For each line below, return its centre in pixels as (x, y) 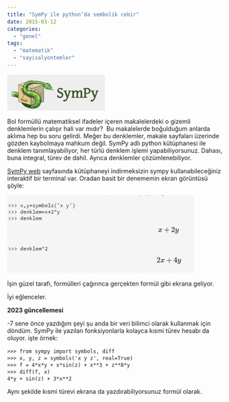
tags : (15, 43)
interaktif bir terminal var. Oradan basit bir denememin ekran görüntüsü (108, 178)
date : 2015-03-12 (32, 22)
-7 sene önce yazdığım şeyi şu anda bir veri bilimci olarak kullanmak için (109, 323)
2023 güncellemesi (35, 310)
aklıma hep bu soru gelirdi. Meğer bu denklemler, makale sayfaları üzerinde (113, 136)
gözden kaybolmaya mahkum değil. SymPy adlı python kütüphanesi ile (107, 143)
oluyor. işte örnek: (33, 338)
